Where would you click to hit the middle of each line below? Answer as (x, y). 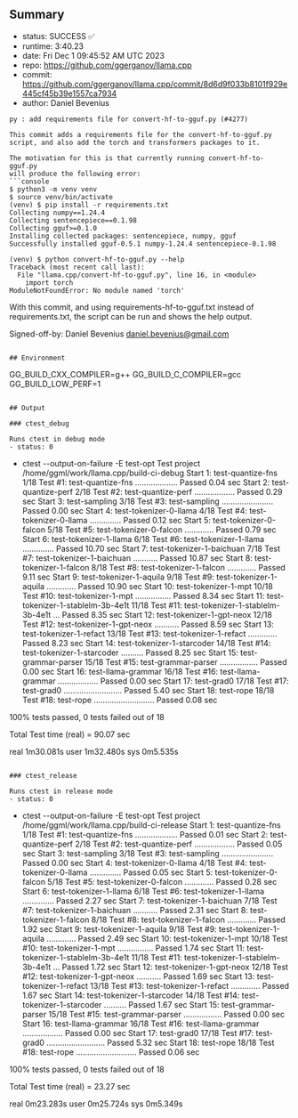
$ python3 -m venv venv (53, 189)
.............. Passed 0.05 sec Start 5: (151, 872)
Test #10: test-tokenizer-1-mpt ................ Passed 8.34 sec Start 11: (143, 595)
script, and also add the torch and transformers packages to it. (135, 142)
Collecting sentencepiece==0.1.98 (73, 220)
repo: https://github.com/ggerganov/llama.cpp (107, 65)
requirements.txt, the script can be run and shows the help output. (131, 316)
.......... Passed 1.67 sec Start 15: (161, 1004)
